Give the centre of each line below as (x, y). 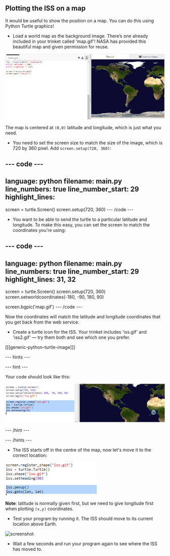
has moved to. (27, 549)
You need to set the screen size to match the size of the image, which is (88, 142)
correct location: (30, 455)
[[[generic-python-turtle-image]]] (40, 347)
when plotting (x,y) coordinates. (39, 509)
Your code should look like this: (38, 377)
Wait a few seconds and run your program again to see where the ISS (85, 543)
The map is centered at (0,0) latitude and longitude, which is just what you (83, 127)
